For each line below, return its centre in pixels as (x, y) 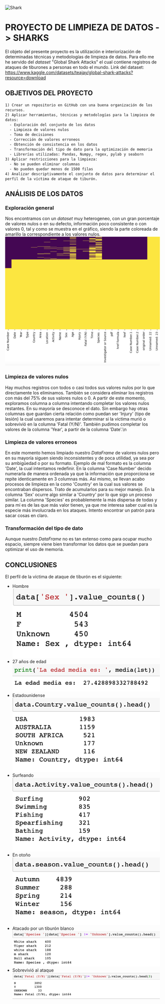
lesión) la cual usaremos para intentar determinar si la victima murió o (76, 419)
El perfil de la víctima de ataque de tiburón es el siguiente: (64, 577)
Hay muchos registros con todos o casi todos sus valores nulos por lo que (80, 387)
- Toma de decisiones (32, 135)
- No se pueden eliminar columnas (45, 164)
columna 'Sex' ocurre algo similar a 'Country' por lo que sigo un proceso (79, 494)
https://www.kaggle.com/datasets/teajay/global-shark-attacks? (69, 72)
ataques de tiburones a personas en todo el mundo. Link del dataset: (75, 67)
